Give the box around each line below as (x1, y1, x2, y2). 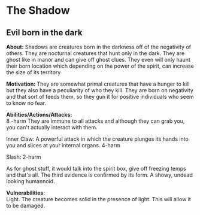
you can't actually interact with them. (6, 124, 98, 131)
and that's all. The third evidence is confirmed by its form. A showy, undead (6, 171, 193, 178)
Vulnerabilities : (6, 189, 46, 196)
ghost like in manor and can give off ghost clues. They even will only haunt (6, 56, 190, 63)
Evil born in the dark (6, 28, 83, 38)
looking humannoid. (6, 178, 55, 184)
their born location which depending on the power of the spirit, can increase (6, 62, 195, 69)
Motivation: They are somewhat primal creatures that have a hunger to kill (6, 80, 190, 87)
